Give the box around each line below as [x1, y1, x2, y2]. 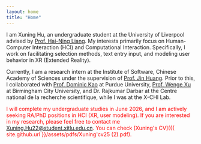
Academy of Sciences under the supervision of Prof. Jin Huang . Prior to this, [6, 74, 196, 82]
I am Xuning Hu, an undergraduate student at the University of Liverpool [6, 31, 185, 38]
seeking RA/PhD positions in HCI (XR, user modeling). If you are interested [6, 112, 190, 119]
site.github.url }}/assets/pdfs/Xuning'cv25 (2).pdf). [6, 130, 132, 138]
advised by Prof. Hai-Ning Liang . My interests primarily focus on [6, 37, 165, 44]
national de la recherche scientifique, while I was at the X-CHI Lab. [6, 94, 171, 101]
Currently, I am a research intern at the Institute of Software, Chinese [6, 68, 177, 75]
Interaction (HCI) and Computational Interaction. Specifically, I [32, 43, 186, 51]
